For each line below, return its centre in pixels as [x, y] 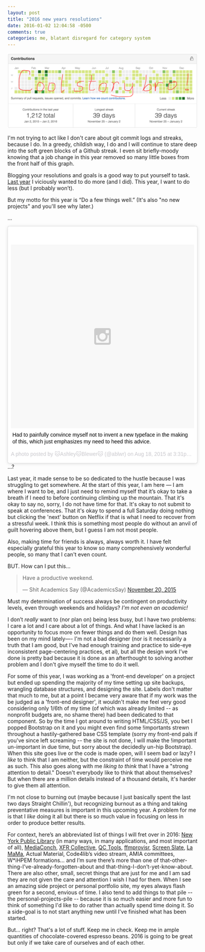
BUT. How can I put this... [39, 566]
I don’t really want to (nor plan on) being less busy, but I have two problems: [102, 619]
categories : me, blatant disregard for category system [79, 38]
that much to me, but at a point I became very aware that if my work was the [102, 696]
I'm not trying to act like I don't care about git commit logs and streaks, [95, 138]
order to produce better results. [46, 823]
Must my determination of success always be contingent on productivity [97, 601]
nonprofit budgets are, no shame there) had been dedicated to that [91, 715]
